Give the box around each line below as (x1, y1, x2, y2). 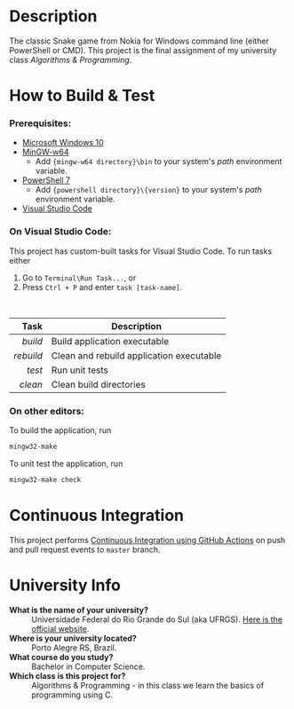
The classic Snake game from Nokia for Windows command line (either (9, 35, 269, 46)
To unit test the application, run (9, 458, 123, 469)
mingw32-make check (9, 475, 82, 484)
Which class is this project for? (9, 670, 126, 681)
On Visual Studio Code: (9, 225, 112, 238)
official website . (31, 623, 90, 634)
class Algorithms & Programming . (9, 54, 132, 65)
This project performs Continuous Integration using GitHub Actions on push (9, 534, 286, 545)
